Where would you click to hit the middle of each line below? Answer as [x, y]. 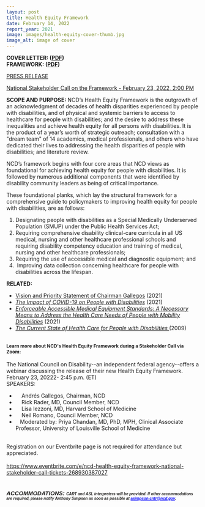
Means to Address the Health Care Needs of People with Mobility [98, 315]
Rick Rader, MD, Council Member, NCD [70, 402]
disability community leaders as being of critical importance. [83, 183]
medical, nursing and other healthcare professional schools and [95, 239]
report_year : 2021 [30, 29]
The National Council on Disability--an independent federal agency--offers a [103, 364]
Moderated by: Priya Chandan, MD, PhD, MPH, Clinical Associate [102, 422]
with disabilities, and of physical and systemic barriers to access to [91, 113]
